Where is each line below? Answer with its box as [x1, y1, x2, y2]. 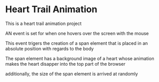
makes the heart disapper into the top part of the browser [5, 61, 125, 67]
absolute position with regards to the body [5, 45, 94, 51]
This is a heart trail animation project [5, 20, 82, 26]
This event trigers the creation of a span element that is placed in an [5, 40, 148, 46]
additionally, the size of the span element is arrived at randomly [5, 70, 138, 77]
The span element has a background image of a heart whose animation [5, 55, 154, 62]
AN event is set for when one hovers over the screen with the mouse [5, 30, 149, 36]
